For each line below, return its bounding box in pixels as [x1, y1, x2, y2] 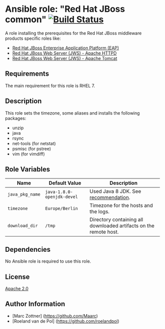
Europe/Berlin [45, 206, 78, 211]
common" [5, 14, 47, 25]
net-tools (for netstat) [12, 140, 56, 146]
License [5, 272, 30, 281]
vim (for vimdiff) [12, 151, 45, 157]
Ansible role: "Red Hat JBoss [5, 3, 125, 15]
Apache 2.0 [5, 286, 28, 291]
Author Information [5, 300, 65, 308]
